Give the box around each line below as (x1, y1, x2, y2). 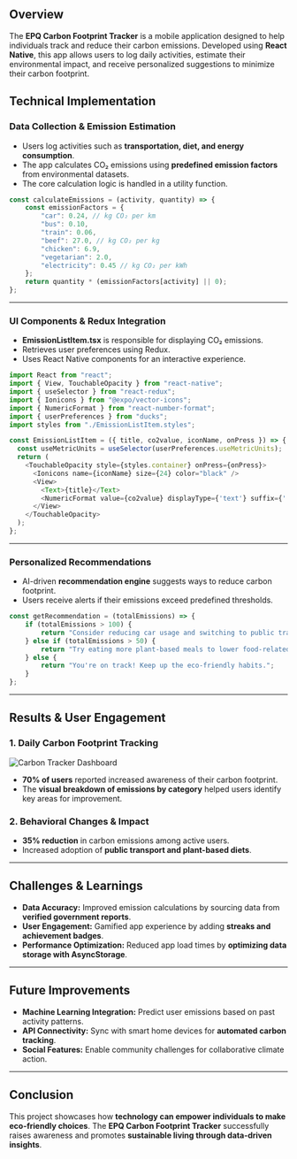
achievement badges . (21, 930, 104, 940)
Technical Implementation (9, 94, 156, 109)
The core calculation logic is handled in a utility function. (21, 178, 228, 188)
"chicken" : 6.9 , (41, 244, 101, 253)
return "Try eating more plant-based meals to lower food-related (41, 645, 291, 654)
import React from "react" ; (9, 371, 113, 380)
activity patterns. (21, 1016, 84, 1026)
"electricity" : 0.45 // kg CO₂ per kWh (41, 261, 188, 270)
